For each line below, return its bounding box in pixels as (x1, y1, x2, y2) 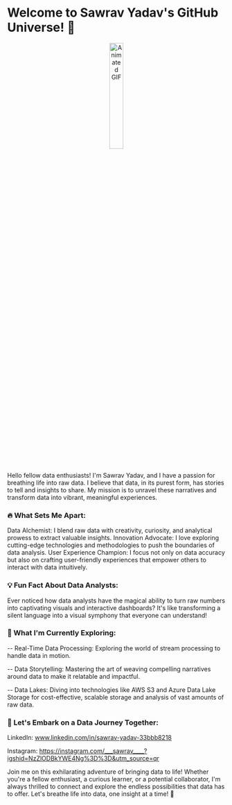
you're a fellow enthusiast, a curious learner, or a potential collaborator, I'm (7, 775, 221, 784)
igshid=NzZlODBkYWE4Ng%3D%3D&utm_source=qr (7, 754, 159, 763)
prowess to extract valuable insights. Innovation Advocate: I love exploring (7, 534, 220, 542)
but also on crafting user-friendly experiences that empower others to (7, 556, 206, 564)
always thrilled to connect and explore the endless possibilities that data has (7, 782, 225, 791)
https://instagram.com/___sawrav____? (39, 747, 148, 755)
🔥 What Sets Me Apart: (7, 510, 87, 520)
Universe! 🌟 (7, 19, 75, 35)
